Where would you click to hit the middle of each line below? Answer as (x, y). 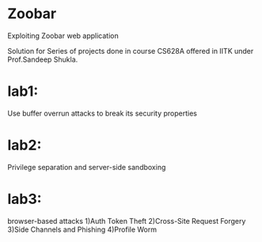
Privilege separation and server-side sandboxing (87, 167)
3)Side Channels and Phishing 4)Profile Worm (82, 229)
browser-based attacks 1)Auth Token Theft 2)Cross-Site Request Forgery (127, 221)
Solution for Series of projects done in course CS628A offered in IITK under (131, 51)
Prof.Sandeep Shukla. (43, 59)
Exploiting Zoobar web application (63, 36)
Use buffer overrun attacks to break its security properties (102, 113)
